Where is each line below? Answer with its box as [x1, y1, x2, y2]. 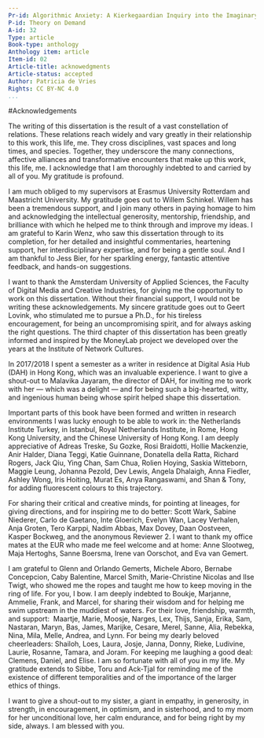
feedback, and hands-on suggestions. [8, 262, 132, 271]
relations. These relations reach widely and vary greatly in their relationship [8, 130, 252, 139]
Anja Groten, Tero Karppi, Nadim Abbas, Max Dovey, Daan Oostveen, [8, 524, 232, 533]
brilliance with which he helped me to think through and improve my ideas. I [8, 220, 253, 230]
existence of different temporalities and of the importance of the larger [8, 673, 237, 682]
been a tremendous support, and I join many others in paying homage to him [8, 204, 256, 213]
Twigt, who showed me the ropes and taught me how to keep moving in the [8, 581, 252, 590]
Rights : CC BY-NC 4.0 [8, 84, 79, 93]
